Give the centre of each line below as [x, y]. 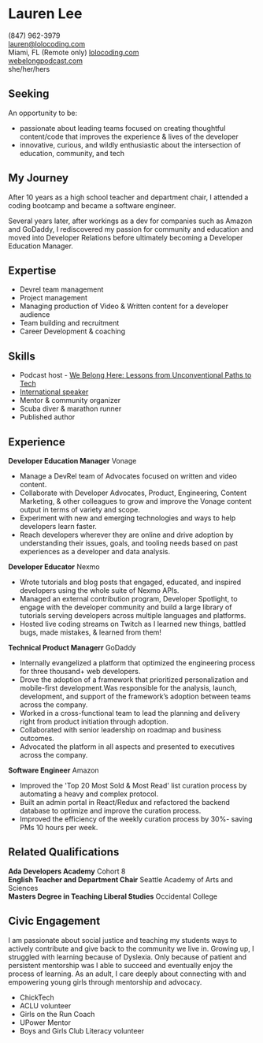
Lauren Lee [45, 14]
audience [35, 315]
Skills [22, 356]
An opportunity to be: [43, 113]
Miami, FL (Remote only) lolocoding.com [74, 52]
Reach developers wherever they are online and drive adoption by [126, 535]
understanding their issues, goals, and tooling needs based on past [129, 543]
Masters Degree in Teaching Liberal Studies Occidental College [113, 896]
